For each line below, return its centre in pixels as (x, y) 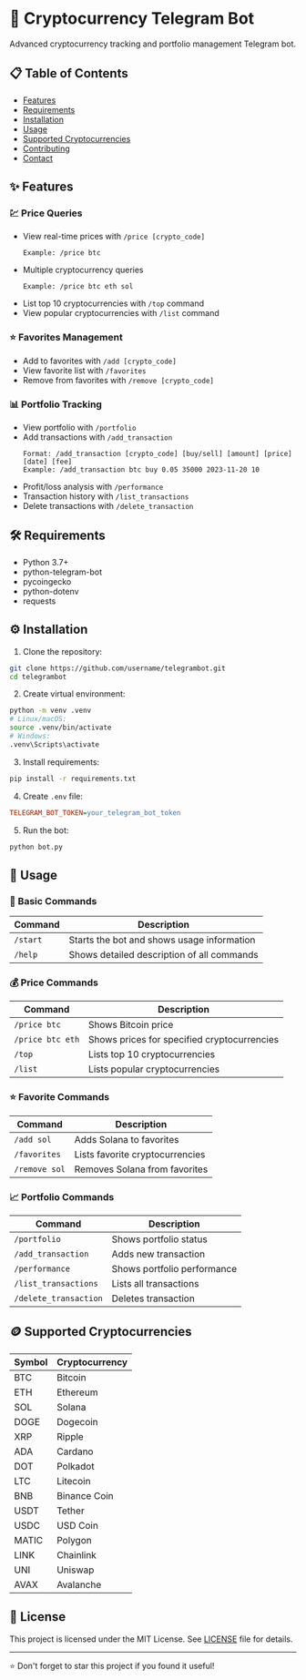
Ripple (70, 1436)
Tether (70, 1511)
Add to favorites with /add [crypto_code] (100, 361)
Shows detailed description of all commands (163, 955)
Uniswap (75, 1570)
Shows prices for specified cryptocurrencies (184, 1040)
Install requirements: (61, 762)
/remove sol (40, 1169)
